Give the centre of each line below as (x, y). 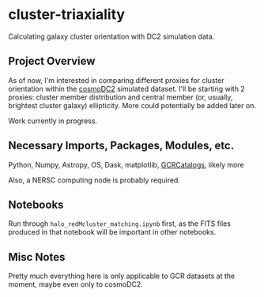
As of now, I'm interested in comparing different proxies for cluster (116, 80)
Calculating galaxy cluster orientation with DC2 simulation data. (111, 36)
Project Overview (52, 61)
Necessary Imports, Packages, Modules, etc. (121, 146)
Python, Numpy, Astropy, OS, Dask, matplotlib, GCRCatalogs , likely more (126, 164)
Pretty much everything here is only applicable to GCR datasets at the (122, 276)
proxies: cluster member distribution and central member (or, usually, (121, 97)
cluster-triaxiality (66, 15)
